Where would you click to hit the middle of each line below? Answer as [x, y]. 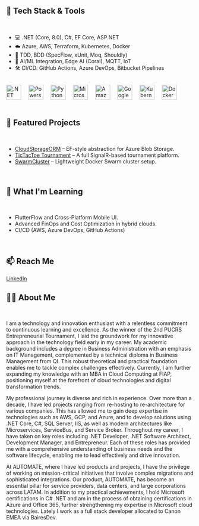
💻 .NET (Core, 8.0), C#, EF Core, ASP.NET [67, 37]
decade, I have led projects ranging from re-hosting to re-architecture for [96, 405]
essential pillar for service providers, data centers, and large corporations [96, 486]
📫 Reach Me [30, 261]
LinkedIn [17, 279]
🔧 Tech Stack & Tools [45, 11]
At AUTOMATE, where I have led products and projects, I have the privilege [98, 467]
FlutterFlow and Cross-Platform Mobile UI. [67, 218]
